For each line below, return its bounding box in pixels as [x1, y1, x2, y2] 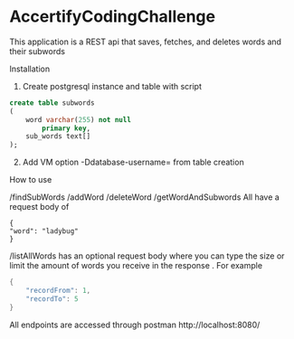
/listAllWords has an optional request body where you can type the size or [9, 250, 285, 261]
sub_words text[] [25, 132, 91, 141]
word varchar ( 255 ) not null [25, 115, 131, 124]
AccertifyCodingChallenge [9, 6, 215, 27]
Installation [9, 63, 51, 74]
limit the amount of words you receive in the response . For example [9, 260, 263, 271]
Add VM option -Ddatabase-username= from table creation [22, 156, 244, 168]
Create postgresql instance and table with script [22, 80, 202, 91]
